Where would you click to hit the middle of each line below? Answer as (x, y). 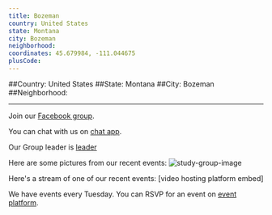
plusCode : (25, 61)
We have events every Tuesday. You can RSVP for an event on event (123, 194)
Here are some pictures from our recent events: (88, 162)
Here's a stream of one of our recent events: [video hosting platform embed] (136, 178)
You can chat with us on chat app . (65, 131)
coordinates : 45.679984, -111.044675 (72, 53)
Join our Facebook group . (51, 116)
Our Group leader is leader (53, 147)
